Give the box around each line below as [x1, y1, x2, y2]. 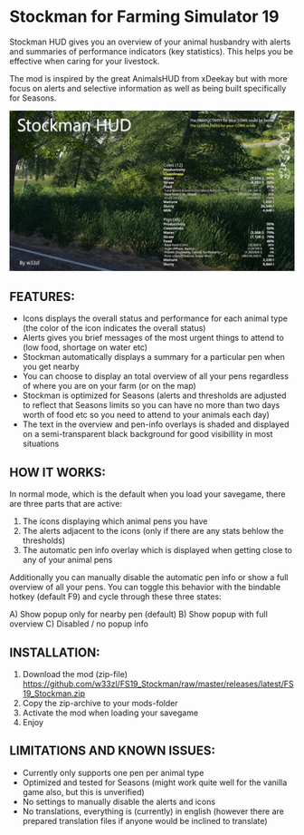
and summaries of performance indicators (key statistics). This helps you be [9, 45, 294, 56]
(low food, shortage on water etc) [22, 342, 147, 353]
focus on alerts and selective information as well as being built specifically [9, 83, 287, 93]
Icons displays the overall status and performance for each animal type [22, 313, 288, 324]
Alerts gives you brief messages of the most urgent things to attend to [22, 333, 285, 344]
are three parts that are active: [9, 499, 122, 510]
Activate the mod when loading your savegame [22, 707, 199, 718]
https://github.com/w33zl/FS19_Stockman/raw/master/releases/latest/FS [22, 678, 294, 689]
